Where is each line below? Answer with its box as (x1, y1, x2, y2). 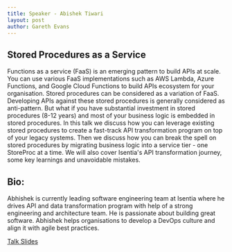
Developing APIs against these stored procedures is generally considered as (7, 96, 225, 105)
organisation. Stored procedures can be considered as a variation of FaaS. (7, 90, 220, 98)
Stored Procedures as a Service (7, 49, 147, 60)
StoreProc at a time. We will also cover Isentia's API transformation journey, (7, 149, 222, 157)
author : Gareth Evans (7, 23, 70, 30)
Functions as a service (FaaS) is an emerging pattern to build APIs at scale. (7, 67, 222, 76)
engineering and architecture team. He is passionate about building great (7, 209, 216, 217)
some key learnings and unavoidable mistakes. (7, 156, 141, 164)
